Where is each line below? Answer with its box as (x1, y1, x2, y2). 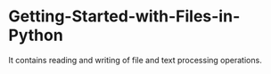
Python (8, 25, 63, 45)
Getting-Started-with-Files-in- (8, 6, 241, 27)
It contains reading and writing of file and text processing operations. (8, 54, 262, 65)
